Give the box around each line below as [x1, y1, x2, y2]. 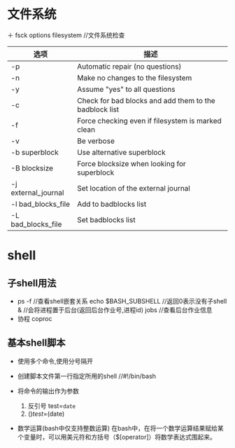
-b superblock [10, 147, 59, 157]
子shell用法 [7, 277, 57, 289]
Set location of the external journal [76, 183, 190, 193]
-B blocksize [10, 163, 54, 172]
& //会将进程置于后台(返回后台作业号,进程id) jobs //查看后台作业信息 [17, 306, 213, 314]
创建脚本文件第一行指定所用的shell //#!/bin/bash [17, 372, 156, 380]
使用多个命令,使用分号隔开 [17, 357, 93, 365]
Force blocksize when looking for [76, 158, 187, 168]
